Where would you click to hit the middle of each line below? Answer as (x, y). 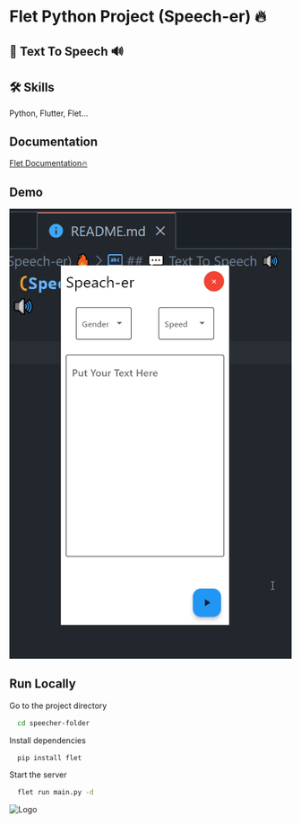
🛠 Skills (32, 87)
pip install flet (50, 758)
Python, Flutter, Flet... (49, 113)
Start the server (38, 775)
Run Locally (43, 684)
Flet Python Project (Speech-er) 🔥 (138, 17)
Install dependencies (48, 740)
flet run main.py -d (56, 793)
